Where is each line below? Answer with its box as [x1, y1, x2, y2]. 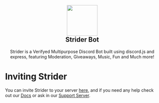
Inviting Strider [5, 71, 68, 82]
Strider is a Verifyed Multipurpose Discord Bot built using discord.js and [10, 49, 155, 54]
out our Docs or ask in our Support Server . [5, 92, 91, 98]
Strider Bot [65, 35, 99, 44]
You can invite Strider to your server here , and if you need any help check [5, 87, 154, 93]
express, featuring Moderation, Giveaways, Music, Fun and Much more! [10, 53, 155, 59]
